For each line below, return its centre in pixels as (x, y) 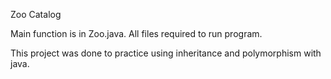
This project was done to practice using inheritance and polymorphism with (166, 53)
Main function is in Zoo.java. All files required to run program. (136, 33)
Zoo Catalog (36, 14)
